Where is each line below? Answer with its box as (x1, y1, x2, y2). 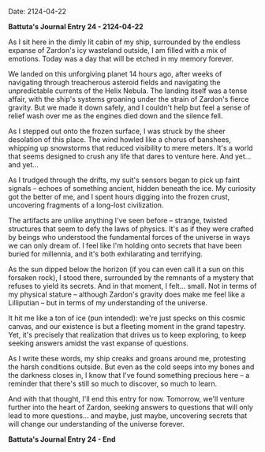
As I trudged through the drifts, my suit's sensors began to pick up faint (8, 175, 241, 185)
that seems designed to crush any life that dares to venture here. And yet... (8, 151, 252, 161)
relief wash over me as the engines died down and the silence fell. (8, 111, 223, 121)
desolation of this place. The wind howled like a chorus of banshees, (8, 135, 231, 144)
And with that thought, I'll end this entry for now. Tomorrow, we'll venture (8, 394, 245, 403)
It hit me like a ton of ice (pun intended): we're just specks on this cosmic (8, 313, 246, 323)
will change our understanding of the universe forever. (8, 420, 185, 428)
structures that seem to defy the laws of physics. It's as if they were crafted (8, 224, 254, 233)
